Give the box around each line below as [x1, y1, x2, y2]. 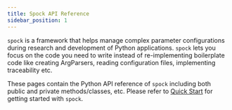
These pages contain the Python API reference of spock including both [7, 79, 211, 88]
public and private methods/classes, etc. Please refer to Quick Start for [7, 87, 213, 95]
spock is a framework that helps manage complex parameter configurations [7, 36, 225, 44]
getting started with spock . [7, 94, 84, 102]
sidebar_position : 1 [7, 17, 68, 24]
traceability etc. [7, 66, 53, 74]
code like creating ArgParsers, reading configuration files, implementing [7, 58, 216, 67]
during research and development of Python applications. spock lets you [7, 43, 216, 52]
